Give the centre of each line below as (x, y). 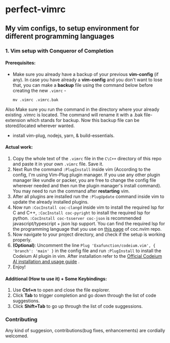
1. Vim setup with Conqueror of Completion (60, 51)
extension (16, 120)
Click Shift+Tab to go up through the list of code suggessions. (78, 306)
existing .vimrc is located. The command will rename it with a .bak (74, 115)
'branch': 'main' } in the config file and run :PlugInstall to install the (87, 251)
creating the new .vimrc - (39, 90)
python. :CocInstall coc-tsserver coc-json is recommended (77, 218)
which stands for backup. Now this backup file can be (83, 120)
